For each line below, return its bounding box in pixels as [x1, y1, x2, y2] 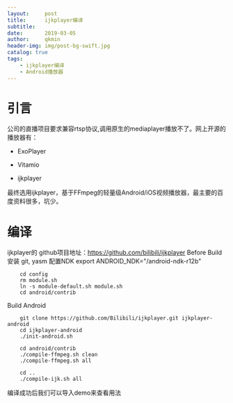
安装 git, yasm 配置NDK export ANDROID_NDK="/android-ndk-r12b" [7, 257, 202, 265]
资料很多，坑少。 [13, 197, 63, 206]
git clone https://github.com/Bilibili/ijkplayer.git [19, 315, 179, 322]
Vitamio [17, 161, 40, 169]
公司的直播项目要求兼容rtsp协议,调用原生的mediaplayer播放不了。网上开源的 [7, 124, 226, 133]
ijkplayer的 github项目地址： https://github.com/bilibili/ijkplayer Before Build [7, 248, 223, 257]
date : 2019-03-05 [7, 29, 77, 37]
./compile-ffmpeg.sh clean [19, 352, 98, 359]
